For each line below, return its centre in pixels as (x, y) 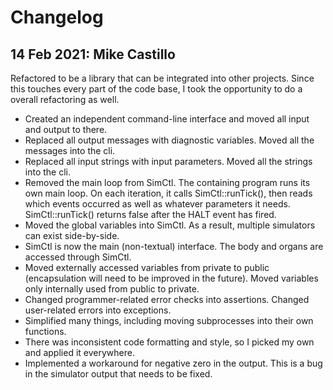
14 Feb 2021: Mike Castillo (93, 54)
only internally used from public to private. (112, 289)
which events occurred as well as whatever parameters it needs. (157, 204)
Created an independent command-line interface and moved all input (167, 119)
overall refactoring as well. (65, 99)
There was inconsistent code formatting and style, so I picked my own (169, 342)
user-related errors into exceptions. (98, 310)
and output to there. (66, 129)
